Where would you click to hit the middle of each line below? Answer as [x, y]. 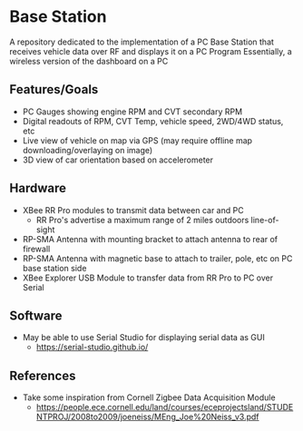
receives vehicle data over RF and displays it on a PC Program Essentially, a [151, 51]
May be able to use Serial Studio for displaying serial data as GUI [143, 338]
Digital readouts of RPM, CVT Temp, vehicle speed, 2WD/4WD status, [153, 121]
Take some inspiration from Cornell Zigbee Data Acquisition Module [149, 397]
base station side [54, 268]
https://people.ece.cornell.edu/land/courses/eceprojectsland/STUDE [165, 407]
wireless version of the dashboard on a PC [89, 61]
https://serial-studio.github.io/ [92, 348]
